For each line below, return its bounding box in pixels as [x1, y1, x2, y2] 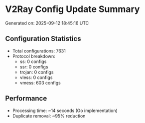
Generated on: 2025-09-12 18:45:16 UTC [5, 20, 89, 26]
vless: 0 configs [19, 74, 53, 80]
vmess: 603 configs [19, 79, 61, 85]
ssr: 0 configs [19, 63, 48, 69]
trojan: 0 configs [19, 69, 54, 75]
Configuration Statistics [5, 34, 81, 43]
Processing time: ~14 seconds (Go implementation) [12, 107, 118, 113]
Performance [5, 94, 47, 103]
